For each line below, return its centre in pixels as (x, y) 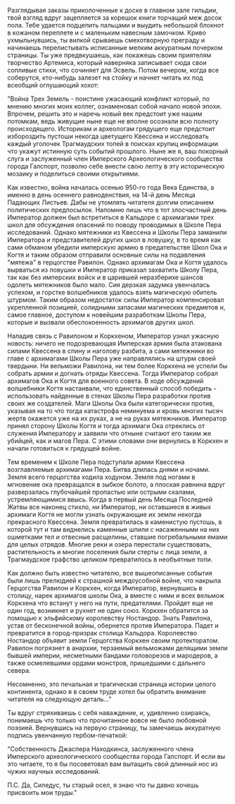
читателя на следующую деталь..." (59, 699)
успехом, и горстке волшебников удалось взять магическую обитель (112, 292)
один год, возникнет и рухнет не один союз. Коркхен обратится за (108, 610)
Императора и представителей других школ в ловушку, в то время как (114, 240)
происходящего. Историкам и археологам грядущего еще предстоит (112, 129)
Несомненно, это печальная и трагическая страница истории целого (112, 684)
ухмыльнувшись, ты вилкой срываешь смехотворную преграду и (106, 40)
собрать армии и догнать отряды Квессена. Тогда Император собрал (113, 373)
